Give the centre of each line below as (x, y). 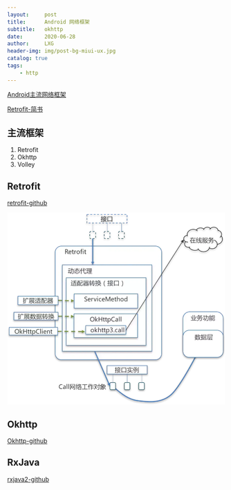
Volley (26, 164)
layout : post (32, 15)
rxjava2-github (28, 479)
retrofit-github (27, 203)
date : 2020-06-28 (41, 37)
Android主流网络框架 (37, 94)
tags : (15, 66)
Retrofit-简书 (25, 109)
